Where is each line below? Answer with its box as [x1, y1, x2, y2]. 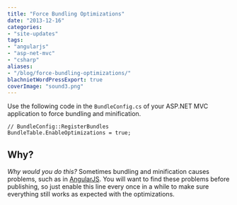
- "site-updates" [7, 30, 59, 37]
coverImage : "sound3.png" [7, 83, 83, 90]
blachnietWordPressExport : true [7, 76, 103, 83]
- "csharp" [7, 57, 40, 64]
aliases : [7, 63, 33, 70]
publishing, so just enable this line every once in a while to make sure [7, 182, 209, 191]
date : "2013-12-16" [7, 17, 65, 24]
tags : [7, 37, 23, 44]
